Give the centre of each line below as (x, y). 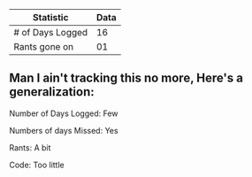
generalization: (52, 92)
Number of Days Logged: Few (64, 113)
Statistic (50, 17)
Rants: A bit (30, 147)
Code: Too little (37, 165)
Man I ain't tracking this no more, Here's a (126, 78)
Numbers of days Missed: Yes (64, 130)
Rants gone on (44, 46)
